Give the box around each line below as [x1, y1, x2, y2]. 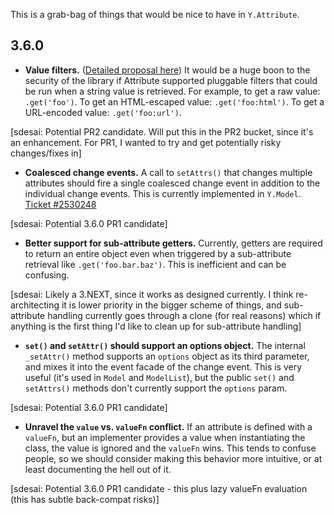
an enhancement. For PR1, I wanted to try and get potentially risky [10, 136, 282, 148]
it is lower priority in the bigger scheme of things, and [61, 299, 282, 311]
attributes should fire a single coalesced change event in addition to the [24, 177, 321, 189]
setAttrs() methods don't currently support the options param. [24, 382, 288, 394]
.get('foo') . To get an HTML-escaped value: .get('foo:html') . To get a [24, 95, 325, 108]
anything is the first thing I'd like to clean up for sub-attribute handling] [10, 320, 302, 332]
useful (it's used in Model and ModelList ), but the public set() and [24, 371, 295, 383]
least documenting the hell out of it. [24, 463, 172, 475]
